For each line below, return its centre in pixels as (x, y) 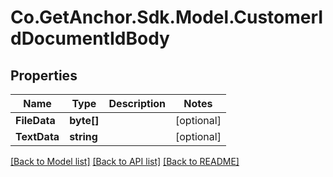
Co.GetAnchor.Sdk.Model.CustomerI (167, 17)
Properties (44, 75)
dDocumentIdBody (90, 38)
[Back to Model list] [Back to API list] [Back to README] (125, 161)
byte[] (84, 120)
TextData (37, 136)
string (83, 136)
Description (137, 103)
